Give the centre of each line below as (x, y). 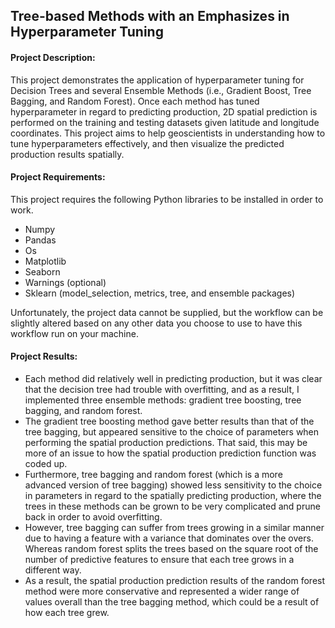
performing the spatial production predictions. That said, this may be (166, 442)
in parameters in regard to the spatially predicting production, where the (173, 495)
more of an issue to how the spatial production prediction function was (170, 453)
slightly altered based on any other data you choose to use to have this (156, 323)
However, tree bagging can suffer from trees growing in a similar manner (174, 527)
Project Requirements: (58, 177)
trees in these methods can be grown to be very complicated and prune (172, 506)
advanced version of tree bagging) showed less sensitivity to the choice (173, 485)
